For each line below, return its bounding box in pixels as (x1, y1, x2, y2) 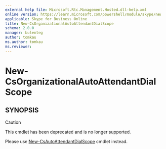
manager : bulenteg (5, 30, 43, 35)
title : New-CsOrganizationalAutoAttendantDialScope (5, 21, 114, 26)
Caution (5, 119, 21, 125)
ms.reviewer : (5, 44, 32, 49)
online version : (5, 12, 39, 17)
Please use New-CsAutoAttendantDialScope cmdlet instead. (5, 138, 128, 144)
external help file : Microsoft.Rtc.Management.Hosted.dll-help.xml (5, 7, 147, 12)
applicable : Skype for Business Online (5, 16, 87, 21)
